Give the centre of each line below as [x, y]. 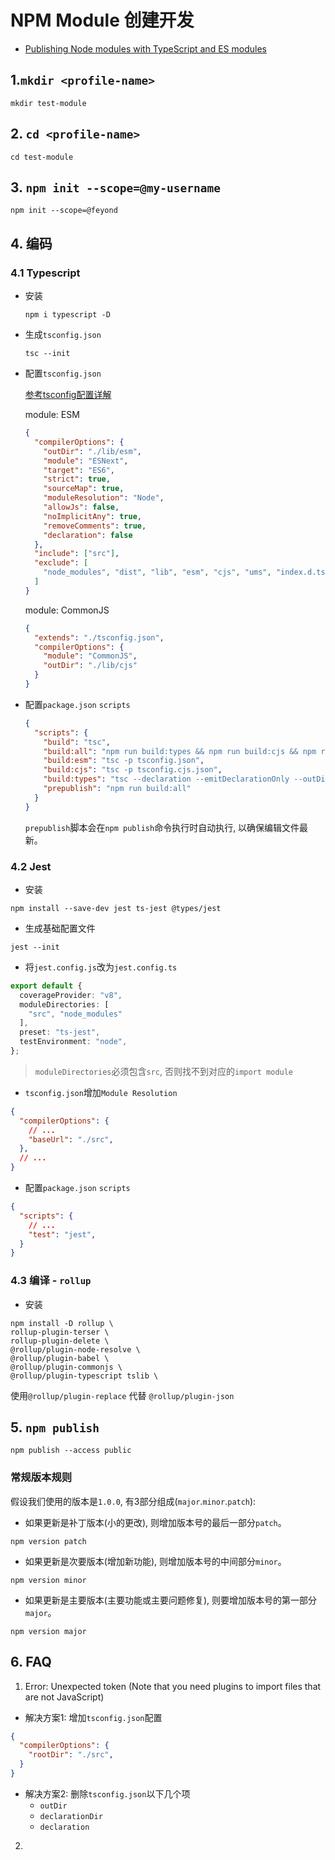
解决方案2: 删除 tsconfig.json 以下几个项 [107, 1793]
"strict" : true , [77, 479]
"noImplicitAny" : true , [92, 516]
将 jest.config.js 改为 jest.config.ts [101, 967]
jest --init [35, 947]
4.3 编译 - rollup [51, 1281]
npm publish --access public [71, 1451]
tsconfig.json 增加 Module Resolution [101, 1092]
